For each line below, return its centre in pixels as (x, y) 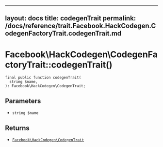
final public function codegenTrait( (43, 78)
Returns (17, 128)
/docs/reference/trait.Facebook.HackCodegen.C (81, 26)
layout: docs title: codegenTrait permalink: (71, 18)
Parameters (23, 101)
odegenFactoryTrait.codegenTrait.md (63, 34)
